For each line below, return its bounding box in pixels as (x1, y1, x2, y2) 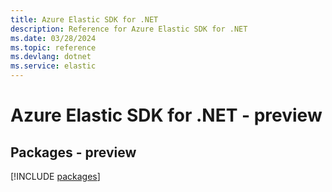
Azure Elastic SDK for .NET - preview (10, 104, 323, 127)
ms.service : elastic (10, 61, 97, 71)
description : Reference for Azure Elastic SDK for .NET (10, 24, 248, 34)
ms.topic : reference (10, 42, 97, 53)
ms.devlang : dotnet (10, 52, 92, 62)
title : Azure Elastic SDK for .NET (10, 14, 159, 25)
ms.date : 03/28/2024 (10, 33, 97, 43)
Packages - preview (10, 144, 137, 161)
